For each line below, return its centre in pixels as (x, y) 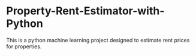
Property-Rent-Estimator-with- (85, 11)
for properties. (24, 46)
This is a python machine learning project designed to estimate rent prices (98, 40)
